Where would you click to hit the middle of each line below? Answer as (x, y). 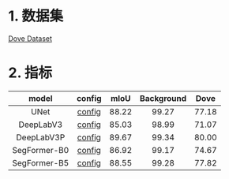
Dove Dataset (30, 38)
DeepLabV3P (41, 137)
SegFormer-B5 (41, 162)
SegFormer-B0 (41, 150)
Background (163, 98)
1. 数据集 (36, 16)
